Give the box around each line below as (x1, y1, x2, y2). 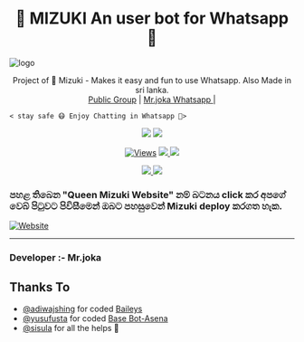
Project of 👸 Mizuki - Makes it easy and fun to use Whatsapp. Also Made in (12, 74, 292, 85)
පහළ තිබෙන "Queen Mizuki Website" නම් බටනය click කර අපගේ (9, 188, 286, 201)
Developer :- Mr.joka (9, 252, 102, 264)
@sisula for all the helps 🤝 (22, 322, 119, 333)
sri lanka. (135, 84, 169, 95)
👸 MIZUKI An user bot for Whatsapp (14, 8, 290, 29)
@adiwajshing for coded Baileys (22, 303, 143, 314)
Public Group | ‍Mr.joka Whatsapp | (88, 94, 216, 105)
